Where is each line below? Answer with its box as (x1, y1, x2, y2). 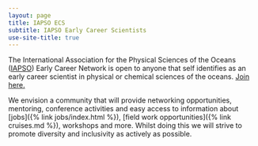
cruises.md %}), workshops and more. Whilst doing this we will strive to (8, 121, 243, 130)
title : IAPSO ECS (8, 19, 66, 27)
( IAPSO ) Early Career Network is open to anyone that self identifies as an (8, 64, 247, 73)
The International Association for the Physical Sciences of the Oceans (8, 55, 236, 65)
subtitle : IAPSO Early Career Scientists (8, 26, 147, 34)
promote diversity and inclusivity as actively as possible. (8, 129, 192, 139)
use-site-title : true (8, 33, 80, 42)
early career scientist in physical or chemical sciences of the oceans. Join (8, 72, 250, 81)
